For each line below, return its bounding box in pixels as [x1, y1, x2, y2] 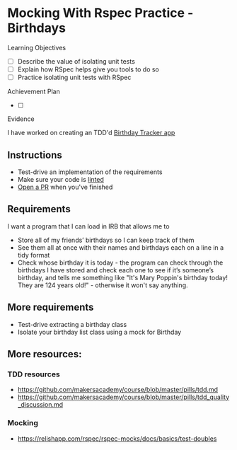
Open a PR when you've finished [17, 183, 113, 191]
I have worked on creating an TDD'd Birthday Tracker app [7, 129, 175, 137]
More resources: [7, 348, 82, 360]
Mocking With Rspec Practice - [7, 5, 194, 21]
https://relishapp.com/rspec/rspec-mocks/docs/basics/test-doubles [17, 434, 217, 443]
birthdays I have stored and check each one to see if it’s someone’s [17, 265, 214, 274]
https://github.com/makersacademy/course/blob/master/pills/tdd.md [17, 386, 218, 394]
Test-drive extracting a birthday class [17, 320, 127, 328]
